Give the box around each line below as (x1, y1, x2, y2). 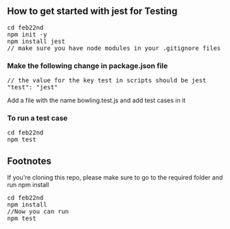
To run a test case (7, 113, 68, 123)
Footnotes (7, 155, 51, 167)
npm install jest (7, 37, 65, 45)
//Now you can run (7, 208, 69, 215)
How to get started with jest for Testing (7, 5, 178, 17)
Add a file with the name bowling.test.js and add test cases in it (7, 96, 186, 105)
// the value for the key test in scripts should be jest (7, 77, 207, 84)
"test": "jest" (7, 84, 58, 91)
